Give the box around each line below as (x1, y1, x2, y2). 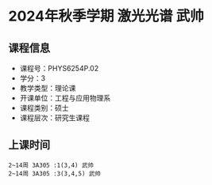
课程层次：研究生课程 (19, 113, 90, 123)
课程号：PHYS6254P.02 (19, 64, 99, 73)
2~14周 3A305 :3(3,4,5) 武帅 (8, 169, 102, 178)
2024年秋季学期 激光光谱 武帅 (8, 7, 204, 25)
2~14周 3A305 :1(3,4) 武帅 (8, 161, 94, 169)
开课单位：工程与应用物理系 (19, 93, 111, 103)
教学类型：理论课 (19, 84, 76, 92)
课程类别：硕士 (19, 104, 69, 112)
